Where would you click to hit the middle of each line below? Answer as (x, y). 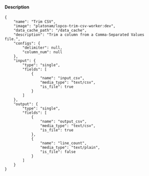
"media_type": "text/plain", (70, 148)
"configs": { (27, 44)
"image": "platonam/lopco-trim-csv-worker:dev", (65, 26)
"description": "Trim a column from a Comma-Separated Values (79, 35)
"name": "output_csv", (63, 121)
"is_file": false (58, 152)
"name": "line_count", (63, 143)
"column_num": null (43, 52)
